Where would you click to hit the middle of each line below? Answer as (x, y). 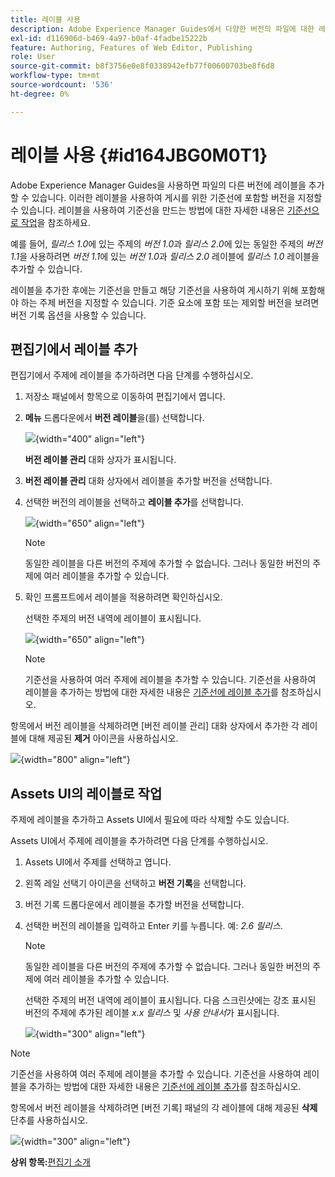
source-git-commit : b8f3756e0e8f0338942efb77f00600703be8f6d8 (142, 66)
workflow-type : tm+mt (55, 76)
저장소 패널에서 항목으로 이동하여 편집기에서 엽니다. (125, 397)
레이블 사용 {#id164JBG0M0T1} (139, 155)
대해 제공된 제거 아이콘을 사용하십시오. (103, 738)
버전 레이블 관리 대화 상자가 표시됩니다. (100, 460)
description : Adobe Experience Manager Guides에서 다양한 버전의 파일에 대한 (162, 29)
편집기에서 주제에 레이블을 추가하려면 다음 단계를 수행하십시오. (132, 375)
